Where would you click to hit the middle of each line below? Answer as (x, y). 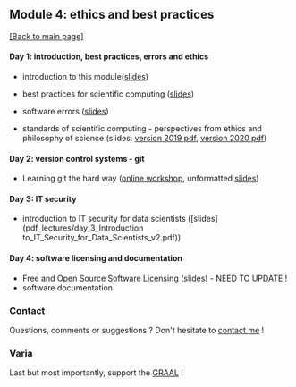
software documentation (68, 287)
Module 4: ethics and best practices (112, 15)
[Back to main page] (47, 36)
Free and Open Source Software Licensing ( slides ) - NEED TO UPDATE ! (155, 278)
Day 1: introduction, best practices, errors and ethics (109, 56)
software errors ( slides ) (65, 112)
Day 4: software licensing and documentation (96, 258)
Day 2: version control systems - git (77, 158)
